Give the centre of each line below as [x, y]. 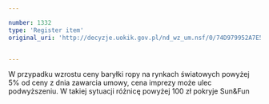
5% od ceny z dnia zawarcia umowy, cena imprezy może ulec [110, 83]
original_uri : [32, 38]
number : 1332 [30, 22]
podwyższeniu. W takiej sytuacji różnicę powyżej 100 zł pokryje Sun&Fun [129, 91]
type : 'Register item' [46, 30]
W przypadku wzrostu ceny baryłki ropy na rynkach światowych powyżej [129, 74]
